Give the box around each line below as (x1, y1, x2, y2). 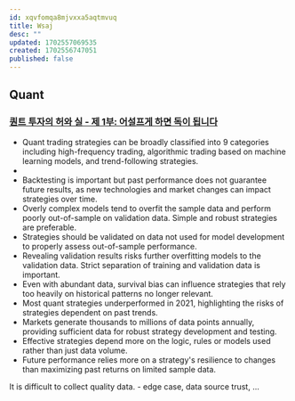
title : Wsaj (9, 21, 53, 30)
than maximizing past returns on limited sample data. (21, 364, 216, 374)
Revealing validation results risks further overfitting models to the (21, 250, 262, 261)
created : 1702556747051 (9, 46, 98, 55)
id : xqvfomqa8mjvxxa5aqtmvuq (9, 12, 117, 22)
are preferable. (21, 222, 77, 233)
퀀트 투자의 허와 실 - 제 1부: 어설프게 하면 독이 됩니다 (9, 116, 218, 128)
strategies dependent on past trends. (21, 307, 158, 317)
